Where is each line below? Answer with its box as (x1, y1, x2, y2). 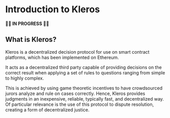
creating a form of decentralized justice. (5, 106, 90, 113)
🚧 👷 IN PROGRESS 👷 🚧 (5, 20, 50, 27)
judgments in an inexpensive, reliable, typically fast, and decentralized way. (5, 96, 164, 102)
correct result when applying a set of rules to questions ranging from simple (5, 69, 165, 76)
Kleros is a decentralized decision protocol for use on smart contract (5, 49, 150, 55)
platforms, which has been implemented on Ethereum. (5, 54, 119, 60)
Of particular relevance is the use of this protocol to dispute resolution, (5, 101, 154, 107)
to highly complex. (5, 75, 44, 81)
